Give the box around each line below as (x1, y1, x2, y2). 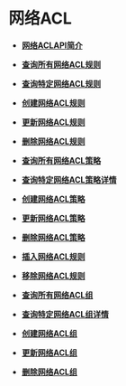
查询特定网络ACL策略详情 (21, 174, 117, 185)
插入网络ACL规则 (21, 250, 85, 262)
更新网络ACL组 (21, 347, 77, 358)
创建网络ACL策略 (21, 193, 85, 204)
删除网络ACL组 (21, 366, 77, 377)
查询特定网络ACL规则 (21, 78, 101, 89)
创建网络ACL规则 (21, 97, 85, 108)
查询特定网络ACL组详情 (21, 308, 109, 319)
